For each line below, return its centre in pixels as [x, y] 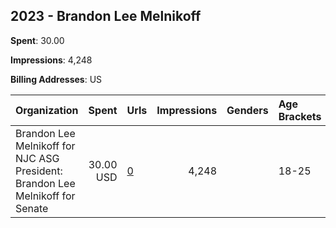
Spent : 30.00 [37, 40]
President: [39, 171]
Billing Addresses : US [56, 79]
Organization [47, 110]
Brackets [300, 116]
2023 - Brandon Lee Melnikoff [106, 16]
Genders [247, 110]
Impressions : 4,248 [51, 60]
